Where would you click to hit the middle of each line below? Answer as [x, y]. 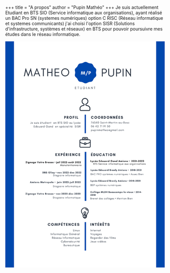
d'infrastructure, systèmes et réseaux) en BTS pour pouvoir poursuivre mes [84, 29]
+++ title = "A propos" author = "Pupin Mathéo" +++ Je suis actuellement [82, 7]
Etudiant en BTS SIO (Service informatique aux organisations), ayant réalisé [84, 13]
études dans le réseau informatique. [43, 34]
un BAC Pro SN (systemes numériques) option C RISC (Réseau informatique [84, 18]
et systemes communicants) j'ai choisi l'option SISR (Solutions [70, 23]
